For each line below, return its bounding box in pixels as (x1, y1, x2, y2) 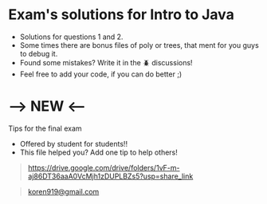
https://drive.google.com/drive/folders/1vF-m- (27, 163, 181, 172)
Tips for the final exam (8, 124, 82, 133)
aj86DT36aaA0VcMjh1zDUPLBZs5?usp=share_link (27, 171, 194, 181)
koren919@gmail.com (27, 186, 100, 196)
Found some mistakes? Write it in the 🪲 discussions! (19, 57, 193, 67)
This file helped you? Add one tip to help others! (19, 147, 178, 157)
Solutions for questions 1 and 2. (19, 32, 124, 41)
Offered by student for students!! (19, 139, 128, 148)
